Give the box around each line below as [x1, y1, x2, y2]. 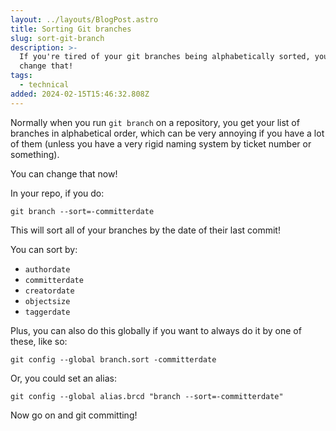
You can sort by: [10, 243, 78, 255]
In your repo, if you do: [10, 187, 105, 199]
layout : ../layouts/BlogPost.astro [10, 14, 159, 25]
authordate [24, 264, 71, 275]
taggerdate [24, 307, 71, 317]
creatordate [24, 286, 75, 296]
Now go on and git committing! [10, 409, 138, 421]
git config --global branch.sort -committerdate [10, 354, 217, 365]
